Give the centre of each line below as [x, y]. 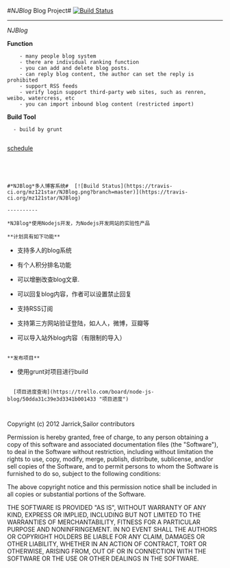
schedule [20, 148]
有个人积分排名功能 [44, 265]
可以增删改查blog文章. [48, 279]
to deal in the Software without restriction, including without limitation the [110, 452]
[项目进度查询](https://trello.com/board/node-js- [84, 392]
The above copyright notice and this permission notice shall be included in [112, 487]
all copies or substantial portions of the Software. [76, 494]
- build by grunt [38, 130]
